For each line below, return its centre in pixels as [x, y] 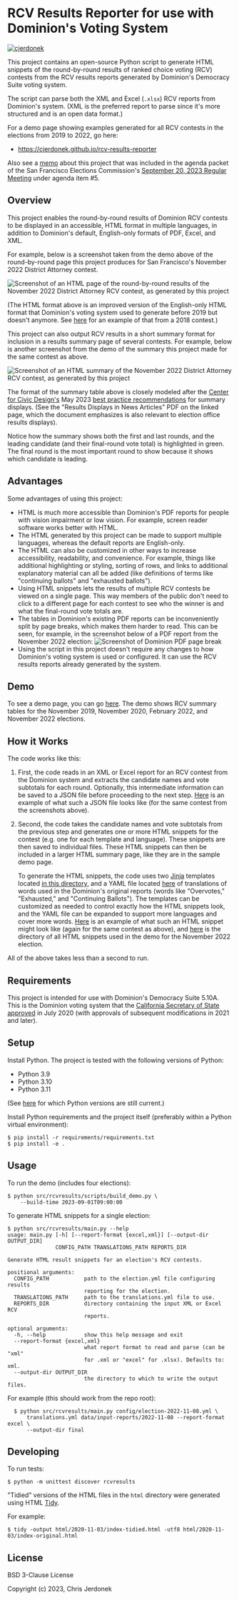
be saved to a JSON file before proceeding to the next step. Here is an [121, 795]
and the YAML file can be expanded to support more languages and [117, 914]
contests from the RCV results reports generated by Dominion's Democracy [118, 77]
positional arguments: [41, 1272]
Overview [30, 200]
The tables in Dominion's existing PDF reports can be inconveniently [118, 619]
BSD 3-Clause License [40, 1575]
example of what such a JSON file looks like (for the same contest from [122, 803]
